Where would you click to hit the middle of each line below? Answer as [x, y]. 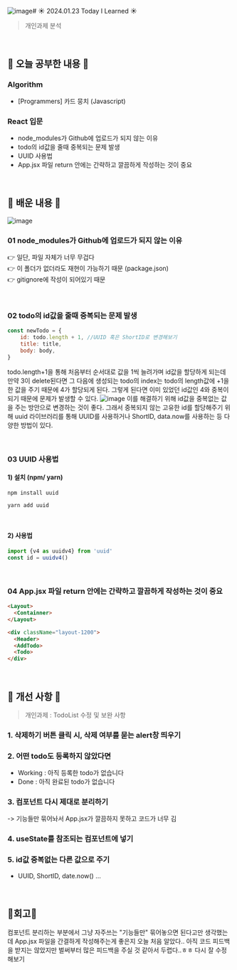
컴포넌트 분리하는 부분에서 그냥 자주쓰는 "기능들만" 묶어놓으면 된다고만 [105, 932]
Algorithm [25, 85]
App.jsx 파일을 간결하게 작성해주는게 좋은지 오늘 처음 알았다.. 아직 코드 [113, 941]
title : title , [41, 344]
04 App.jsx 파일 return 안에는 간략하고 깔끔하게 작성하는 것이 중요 [115, 591]
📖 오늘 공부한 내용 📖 [48, 64]
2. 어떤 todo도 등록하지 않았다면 [59, 756]
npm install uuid [33, 493]
